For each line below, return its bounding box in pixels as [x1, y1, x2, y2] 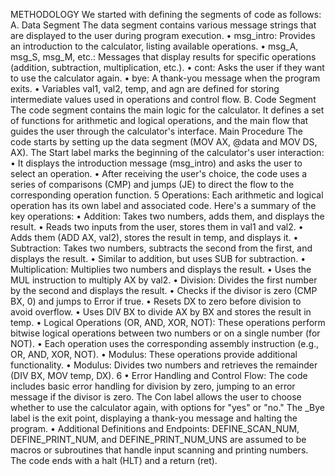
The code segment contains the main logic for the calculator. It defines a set [10, 104, 325, 116]
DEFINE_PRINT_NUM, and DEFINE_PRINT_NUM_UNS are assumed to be [10, 434, 307, 445]
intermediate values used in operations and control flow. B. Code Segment [10, 94, 317, 105]
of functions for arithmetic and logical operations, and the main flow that [10, 115, 309, 126]
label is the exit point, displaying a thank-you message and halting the [10, 412, 298, 424]
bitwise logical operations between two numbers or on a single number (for [10, 327, 321, 339]
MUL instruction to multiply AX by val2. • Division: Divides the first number [10, 274, 318, 286]
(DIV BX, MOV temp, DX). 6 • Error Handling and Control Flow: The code [10, 370, 308, 381]
